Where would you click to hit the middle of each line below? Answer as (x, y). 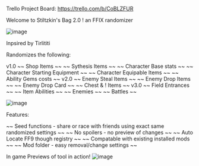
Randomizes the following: (39, 55)
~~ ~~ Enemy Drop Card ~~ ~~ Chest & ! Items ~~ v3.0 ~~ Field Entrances (98, 85)
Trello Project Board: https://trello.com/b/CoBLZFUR (70, 9)
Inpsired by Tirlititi (28, 43)
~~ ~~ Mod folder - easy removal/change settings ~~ (72, 145)
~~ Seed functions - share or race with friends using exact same (85, 126)
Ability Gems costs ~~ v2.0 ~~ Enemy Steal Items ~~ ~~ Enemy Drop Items (99, 79)
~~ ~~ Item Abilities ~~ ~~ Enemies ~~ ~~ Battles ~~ (71, 91)
